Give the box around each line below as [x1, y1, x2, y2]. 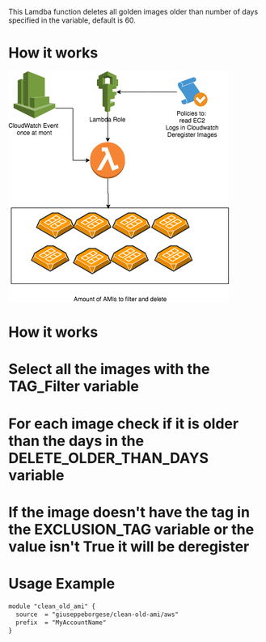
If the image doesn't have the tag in [8, 503, 251, 521]
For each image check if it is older [8, 415, 239, 432]
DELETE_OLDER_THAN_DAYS [8, 449, 209, 467]
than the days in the [8, 432, 144, 450]
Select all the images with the [8, 360, 210, 379]
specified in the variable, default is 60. [8, 15, 136, 25]
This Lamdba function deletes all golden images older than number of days [8, 7, 259, 16]
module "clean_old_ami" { [8, 602, 95, 610]
